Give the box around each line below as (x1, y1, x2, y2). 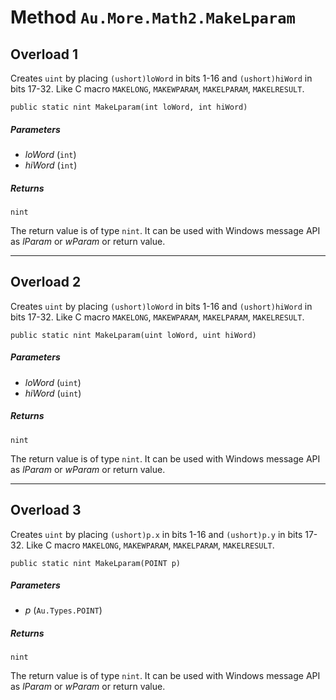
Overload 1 (10, 46, 79, 63)
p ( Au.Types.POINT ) (24, 604, 103, 616)
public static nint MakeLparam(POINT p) (10, 558, 182, 568)
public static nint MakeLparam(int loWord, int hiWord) (10, 102, 248, 112)
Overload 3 (10, 502, 82, 519)
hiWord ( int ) (24, 159, 78, 171)
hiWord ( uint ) (24, 387, 82, 399)
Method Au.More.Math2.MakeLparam (10, 6, 296, 29)
